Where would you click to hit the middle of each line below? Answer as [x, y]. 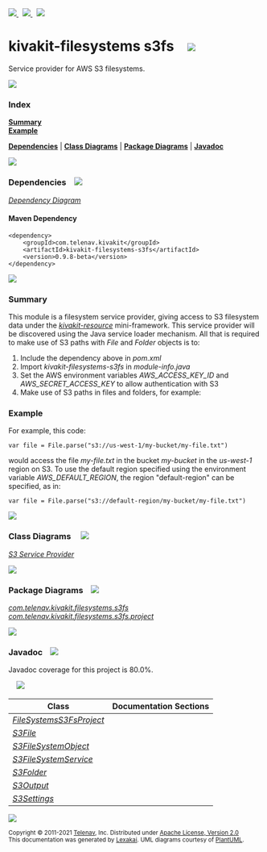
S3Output [31, 786]
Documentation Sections [161, 707]
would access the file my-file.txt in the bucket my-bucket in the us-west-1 [130, 461]
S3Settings [33, 799]
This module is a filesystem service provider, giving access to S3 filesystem [134, 317]
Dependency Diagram [45, 200]
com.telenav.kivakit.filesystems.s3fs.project [81, 616]
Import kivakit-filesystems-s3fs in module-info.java [105, 367]
